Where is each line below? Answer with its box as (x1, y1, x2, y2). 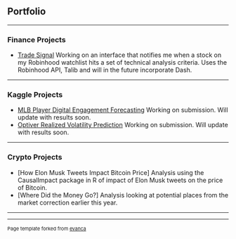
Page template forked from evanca (7, 225, 86, 232)
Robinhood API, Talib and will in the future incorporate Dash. (17, 66, 192, 75)
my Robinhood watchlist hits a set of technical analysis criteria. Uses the (17, 58, 227, 67)
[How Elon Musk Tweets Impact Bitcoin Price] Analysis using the (17, 168, 204, 176)
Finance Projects (7, 34, 66, 44)
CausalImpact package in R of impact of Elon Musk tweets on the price (17, 176, 223, 184)
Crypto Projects (7, 153, 63, 162)
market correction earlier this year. (17, 198, 118, 207)
